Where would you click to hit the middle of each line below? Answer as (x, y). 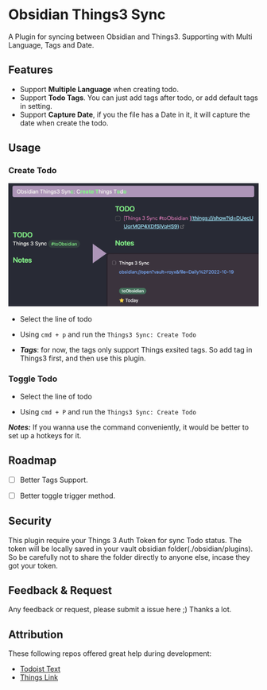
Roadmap (33, 461)
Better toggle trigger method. (68, 495)
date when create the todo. (64, 123)
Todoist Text (40, 669)
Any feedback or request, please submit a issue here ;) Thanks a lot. (120, 610)
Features (31, 70)
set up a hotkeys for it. (45, 435)
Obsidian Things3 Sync (87, 15)
